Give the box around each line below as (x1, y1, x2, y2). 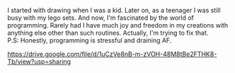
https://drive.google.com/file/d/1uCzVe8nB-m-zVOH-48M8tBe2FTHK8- (7, 50, 217, 58)
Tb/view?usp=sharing (7, 57, 71, 66)
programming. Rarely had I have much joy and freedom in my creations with (7, 21, 229, 29)
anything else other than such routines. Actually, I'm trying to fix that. (7, 28, 209, 37)
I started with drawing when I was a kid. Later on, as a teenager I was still (7, 6, 221, 14)
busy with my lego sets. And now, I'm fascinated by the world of (7, 13, 195, 22)
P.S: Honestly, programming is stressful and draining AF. (7, 36, 172, 45)
